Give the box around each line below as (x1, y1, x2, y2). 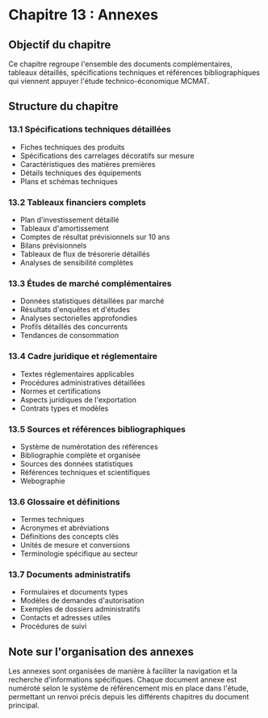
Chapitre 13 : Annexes (8, 6, 159, 24)
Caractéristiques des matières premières (19, 159, 156, 169)
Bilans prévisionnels (19, 240, 87, 250)
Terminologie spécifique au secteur (19, 549, 139, 558)
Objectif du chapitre (8, 38, 111, 52)
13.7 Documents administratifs (8, 569, 131, 580)
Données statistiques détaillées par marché (19, 296, 165, 306)
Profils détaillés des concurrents (19, 322, 128, 332)
